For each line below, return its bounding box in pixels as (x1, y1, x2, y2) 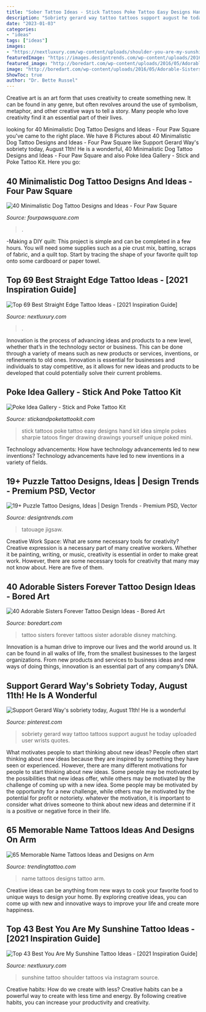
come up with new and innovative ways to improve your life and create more (6, 900, 199, 907)
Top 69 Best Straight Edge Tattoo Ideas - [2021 (6, 275, 188, 285)
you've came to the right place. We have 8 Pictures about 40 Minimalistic (6, 133, 191, 140)
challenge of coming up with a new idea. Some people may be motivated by (6, 781, 198, 789)
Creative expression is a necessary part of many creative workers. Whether (6, 544, 197, 552)
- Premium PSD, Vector (6, 485, 96, 496)
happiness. (6, 906, 34, 913)
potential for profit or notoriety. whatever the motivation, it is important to (6, 794, 191, 801)
